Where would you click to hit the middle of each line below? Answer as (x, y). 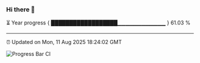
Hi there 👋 (21, 10)
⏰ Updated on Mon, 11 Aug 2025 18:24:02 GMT (64, 42)
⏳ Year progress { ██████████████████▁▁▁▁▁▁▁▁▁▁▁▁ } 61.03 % (99, 23)
